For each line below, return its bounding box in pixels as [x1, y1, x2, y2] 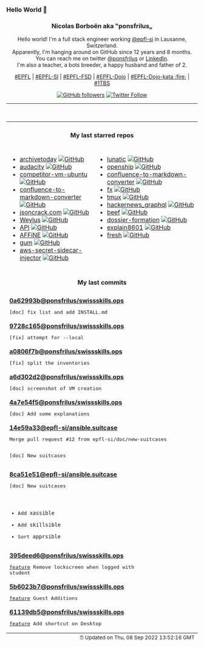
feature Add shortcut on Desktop [9, 620, 102, 627]
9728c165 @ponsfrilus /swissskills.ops [9, 322, 124, 330]
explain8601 [107, 223, 144, 231]
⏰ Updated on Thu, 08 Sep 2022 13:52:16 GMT [80, 634, 195, 641]
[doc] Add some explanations [9, 410, 90, 417]
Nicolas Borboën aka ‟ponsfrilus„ [51, 21, 153, 30]
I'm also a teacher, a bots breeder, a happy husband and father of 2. [17, 61, 187, 69]
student [9, 569, 30, 576]
